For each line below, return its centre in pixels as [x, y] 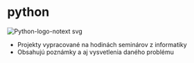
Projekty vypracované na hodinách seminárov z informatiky [102, 44]
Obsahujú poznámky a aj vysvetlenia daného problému [96, 52]
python [28, 12]
